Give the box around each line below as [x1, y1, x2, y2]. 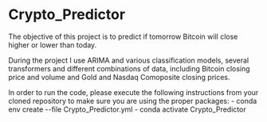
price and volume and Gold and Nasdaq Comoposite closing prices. [8, 72, 230, 82]
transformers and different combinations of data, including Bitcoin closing [8, 63, 250, 73]
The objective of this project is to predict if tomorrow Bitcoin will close [8, 32, 238, 41]
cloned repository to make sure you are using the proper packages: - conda [8, 96, 257, 105]
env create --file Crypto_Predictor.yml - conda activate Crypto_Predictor [8, 105, 246, 114]
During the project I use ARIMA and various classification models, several [8, 55, 249, 65]
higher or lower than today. [8, 40, 97, 49]
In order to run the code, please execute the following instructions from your [8, 87, 259, 97]
